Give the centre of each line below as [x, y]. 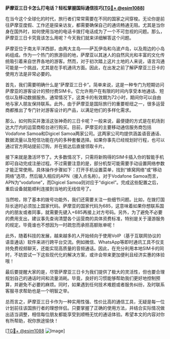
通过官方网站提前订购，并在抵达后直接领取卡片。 [56, 146]
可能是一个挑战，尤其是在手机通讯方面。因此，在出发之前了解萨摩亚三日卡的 [85, 67]
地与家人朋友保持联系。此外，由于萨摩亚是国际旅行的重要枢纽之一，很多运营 [85, 104]
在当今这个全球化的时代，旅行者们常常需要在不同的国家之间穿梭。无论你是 [83, 19]
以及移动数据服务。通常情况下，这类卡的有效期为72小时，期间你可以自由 [85, 97]
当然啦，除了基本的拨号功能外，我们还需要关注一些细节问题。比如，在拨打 [83, 199]
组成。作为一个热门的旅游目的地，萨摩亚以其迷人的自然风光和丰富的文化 [85, 55]
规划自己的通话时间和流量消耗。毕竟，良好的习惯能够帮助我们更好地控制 [80, 278]
